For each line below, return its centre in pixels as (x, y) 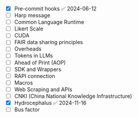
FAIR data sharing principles (48, 42)
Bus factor (27, 109)
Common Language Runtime (49, 22)
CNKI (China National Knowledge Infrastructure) (73, 96)
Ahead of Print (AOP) (40, 63)
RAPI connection (34, 76)
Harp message (32, 15)
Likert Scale (29, 29)
